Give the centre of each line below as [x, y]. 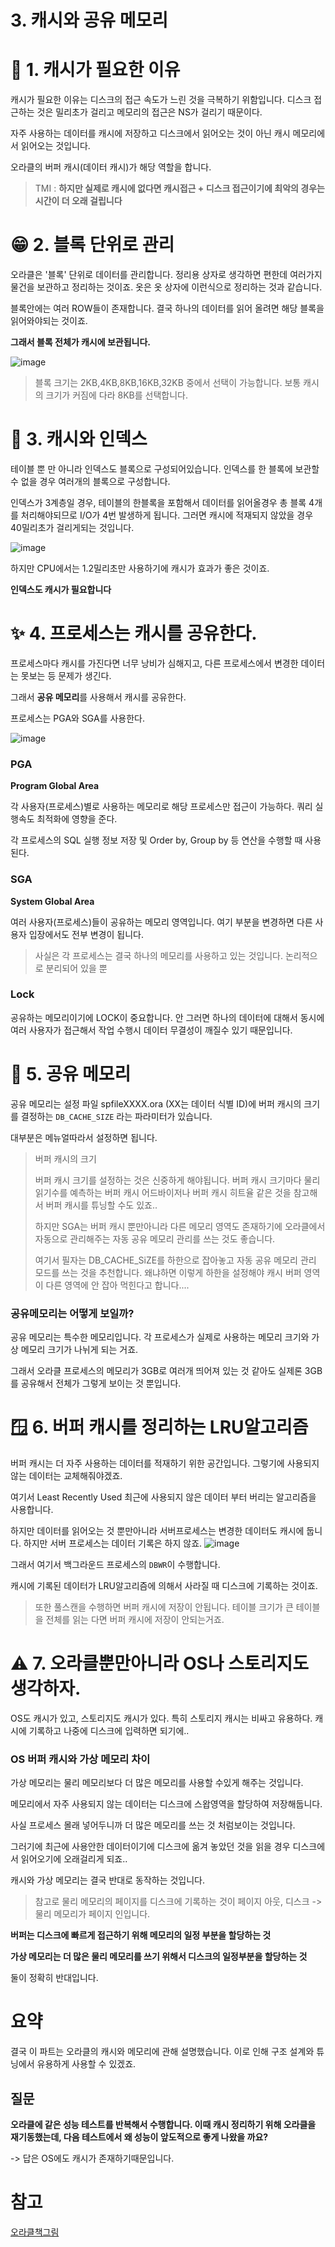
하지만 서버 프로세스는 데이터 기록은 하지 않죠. [113, 1543]
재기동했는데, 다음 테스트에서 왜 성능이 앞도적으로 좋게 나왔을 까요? [139, 2137]
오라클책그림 [35, 2232]
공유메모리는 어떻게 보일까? [72, 1313]
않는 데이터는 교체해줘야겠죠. [66, 1475]
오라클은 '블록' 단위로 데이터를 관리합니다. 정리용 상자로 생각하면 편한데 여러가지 [166, 275]
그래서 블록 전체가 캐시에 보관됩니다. [81, 342]
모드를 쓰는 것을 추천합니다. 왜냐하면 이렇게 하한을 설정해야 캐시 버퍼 [168, 1272]
